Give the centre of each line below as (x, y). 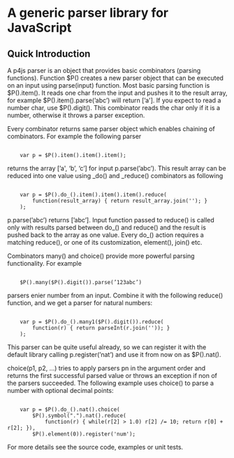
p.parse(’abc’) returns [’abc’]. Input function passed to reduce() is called (111, 220)
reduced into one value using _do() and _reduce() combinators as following (115, 176)
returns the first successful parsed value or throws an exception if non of (112, 376)
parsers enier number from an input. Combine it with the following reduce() (115, 295)
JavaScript (39, 28)
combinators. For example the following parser (74, 136)
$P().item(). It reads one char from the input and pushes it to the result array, (117, 93)
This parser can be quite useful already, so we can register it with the (107, 347)
